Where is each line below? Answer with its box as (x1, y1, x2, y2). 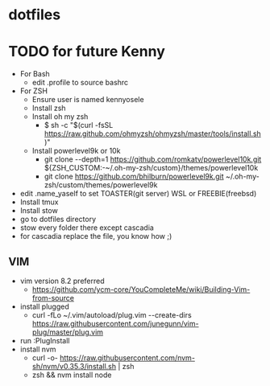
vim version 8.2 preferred (19, 276, 105, 285)
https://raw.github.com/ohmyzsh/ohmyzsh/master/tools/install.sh (44, 129, 262, 138)
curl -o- (31, 352, 58, 363)
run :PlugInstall (19, 335, 70, 345)
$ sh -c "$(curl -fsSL (44, 121, 114, 130)
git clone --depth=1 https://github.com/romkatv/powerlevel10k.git (44, 154, 262, 164)
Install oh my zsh (31, 112, 89, 121)
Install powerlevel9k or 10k (31, 146, 121, 156)
